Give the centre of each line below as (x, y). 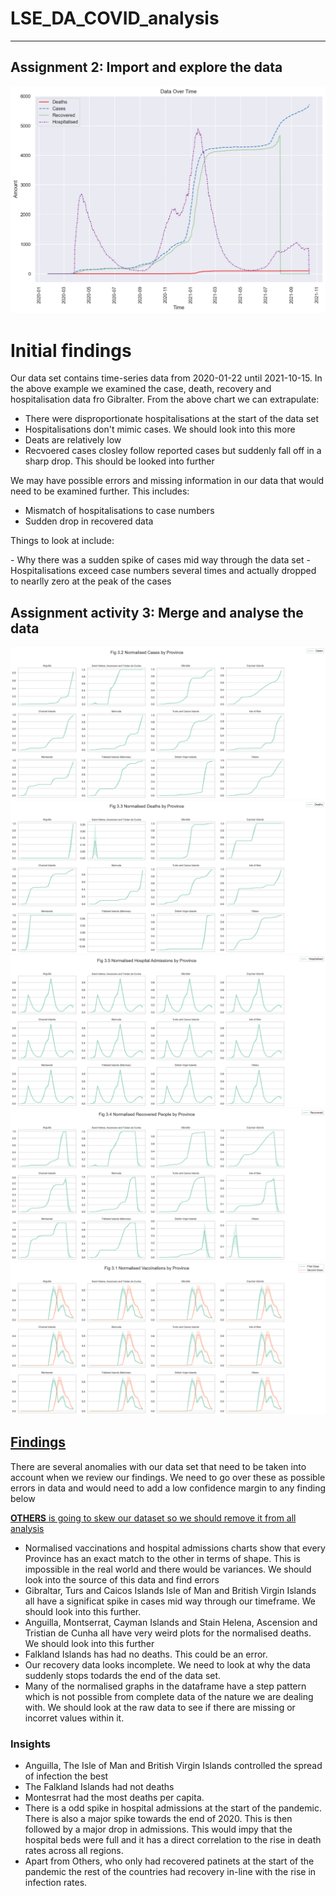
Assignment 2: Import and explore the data (146, 67)
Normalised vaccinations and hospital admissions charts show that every (175, 1548)
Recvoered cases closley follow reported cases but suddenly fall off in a (173, 451)
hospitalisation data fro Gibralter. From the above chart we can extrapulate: (165, 399)
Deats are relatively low (73, 440)
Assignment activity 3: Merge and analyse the (157, 612)
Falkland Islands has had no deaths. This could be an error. (146, 1654)
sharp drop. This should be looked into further (119, 461)
